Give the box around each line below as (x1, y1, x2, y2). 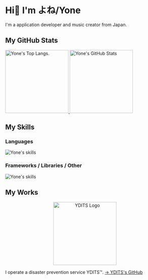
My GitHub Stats (5, 36, 58, 45)
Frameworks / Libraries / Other (5, 162, 82, 169)
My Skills (5, 123, 35, 132)
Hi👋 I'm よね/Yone (5, 5, 81, 16)
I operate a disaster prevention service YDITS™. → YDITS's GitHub (5, 269, 143, 275)
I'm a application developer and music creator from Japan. (5, 21, 127, 28)
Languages (5, 138, 34, 145)
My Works (5, 188, 38, 197)
